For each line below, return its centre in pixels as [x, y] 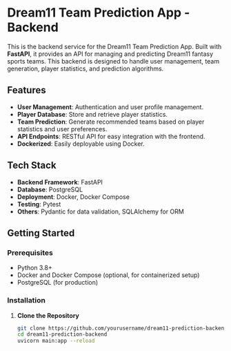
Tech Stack [32, 165]
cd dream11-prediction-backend [62, 334]
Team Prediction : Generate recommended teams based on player [111, 122]
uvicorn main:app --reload [56, 341]
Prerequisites [30, 252]
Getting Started [41, 233]
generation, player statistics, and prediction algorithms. [86, 68]
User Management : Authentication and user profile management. [110, 107]
